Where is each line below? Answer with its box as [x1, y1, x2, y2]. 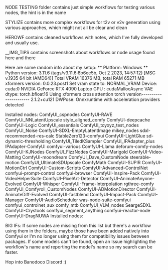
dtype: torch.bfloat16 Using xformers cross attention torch [5, 91, 125, 97]
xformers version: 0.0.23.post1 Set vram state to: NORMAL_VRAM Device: [5, 80, 157, 86]
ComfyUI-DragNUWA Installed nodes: [5, 213, 84, 219]
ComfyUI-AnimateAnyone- [99, 176, 155, 181]
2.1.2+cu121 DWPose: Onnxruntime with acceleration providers [31, 96, 160, 102]
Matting [5, 154, 21, 160]
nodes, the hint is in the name [5, 10, 67, 16]
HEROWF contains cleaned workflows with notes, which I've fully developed [5, 35, 163, 40]
